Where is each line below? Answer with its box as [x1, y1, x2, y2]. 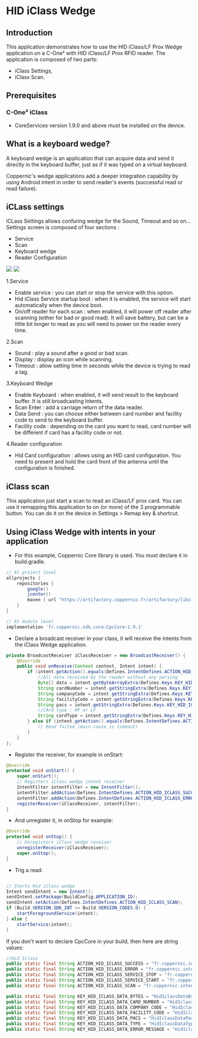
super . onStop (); [16, 850, 57, 856]
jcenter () [27, 592, 51, 598]
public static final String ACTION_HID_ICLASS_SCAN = [6, 982, 141, 988]
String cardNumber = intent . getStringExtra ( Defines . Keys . [37, 685, 183, 691]
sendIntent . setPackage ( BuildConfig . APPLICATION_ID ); [6, 894, 138, 900]
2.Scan [6, 338, 24, 345]
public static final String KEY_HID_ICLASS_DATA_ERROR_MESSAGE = [6, 1026, 170, 1033]
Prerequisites [6, 90, 57, 101]
